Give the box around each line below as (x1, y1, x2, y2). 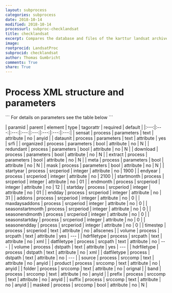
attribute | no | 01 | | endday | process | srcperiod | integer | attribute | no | (5, 190, 162, 196)
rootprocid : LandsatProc (5, 46, 58, 51)
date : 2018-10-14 (5, 17, 42, 22)
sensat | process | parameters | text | (75, 130, 154, 136)
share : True (5, 64, 31, 70)
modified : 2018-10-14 (5, 21, 52, 27)
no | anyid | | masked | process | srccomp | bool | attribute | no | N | (5, 282, 147, 288)
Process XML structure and (5, 86, 124, 98)
